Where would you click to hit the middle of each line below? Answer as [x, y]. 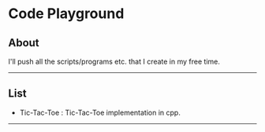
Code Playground [66, 14]
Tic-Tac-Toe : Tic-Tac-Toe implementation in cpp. [100, 112]
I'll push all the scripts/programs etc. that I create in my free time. [114, 61]
